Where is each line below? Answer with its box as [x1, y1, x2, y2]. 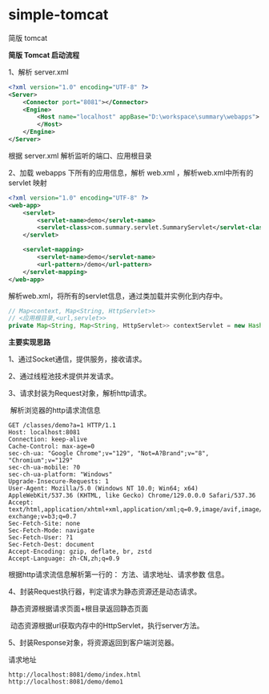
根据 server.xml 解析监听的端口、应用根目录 [8, 151, 152, 160]
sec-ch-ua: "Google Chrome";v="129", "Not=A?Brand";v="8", [8, 450, 210, 458]
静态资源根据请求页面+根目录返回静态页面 [10, 603, 149, 614]
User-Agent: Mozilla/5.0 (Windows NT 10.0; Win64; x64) [8, 485, 199, 493]
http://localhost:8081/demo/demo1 [8, 678, 124, 686]
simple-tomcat [8, 6, 109, 24]
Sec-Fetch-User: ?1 [8, 534, 74, 542]
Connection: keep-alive [8, 435, 88, 444]
